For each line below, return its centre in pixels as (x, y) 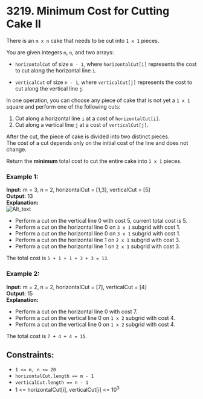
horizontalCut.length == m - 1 (54, 376)
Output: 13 (20, 196)
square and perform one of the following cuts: (63, 106)
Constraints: (30, 355)
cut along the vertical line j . (49, 88)
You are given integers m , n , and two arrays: (60, 52)
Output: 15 (20, 293)
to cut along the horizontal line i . (56, 70)
